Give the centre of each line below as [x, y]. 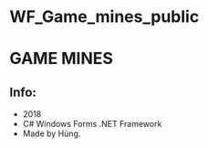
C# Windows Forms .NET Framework [92, 124]
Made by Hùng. [52, 133]
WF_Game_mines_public [104, 17]
